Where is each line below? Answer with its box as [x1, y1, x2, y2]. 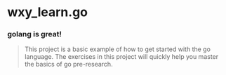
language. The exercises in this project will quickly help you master [24, 53, 219, 61]
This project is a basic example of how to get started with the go [24, 45, 211, 53]
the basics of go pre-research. [24, 60, 114, 69]
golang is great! [7, 29, 62, 39]
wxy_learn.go [7, 4, 88, 20]
